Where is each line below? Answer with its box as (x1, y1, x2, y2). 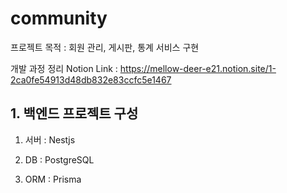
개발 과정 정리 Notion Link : (10, 62, 118, 74)
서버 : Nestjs (24, 133, 76, 146)
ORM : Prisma (24, 173, 82, 185)
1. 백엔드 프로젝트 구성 (10, 105, 139, 122)
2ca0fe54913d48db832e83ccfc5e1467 (10, 73, 172, 86)
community (10, 7, 108, 30)
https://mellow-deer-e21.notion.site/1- (119, 62, 277, 74)
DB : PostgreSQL (24, 153, 95, 166)
